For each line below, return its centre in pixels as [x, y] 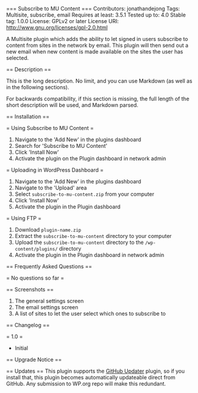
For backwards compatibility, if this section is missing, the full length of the [98, 99]
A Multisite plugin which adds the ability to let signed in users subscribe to [97, 39]
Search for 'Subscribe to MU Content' [61, 146]
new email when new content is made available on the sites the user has [95, 52]
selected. [18, 58]
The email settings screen [46, 307]
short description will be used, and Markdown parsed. [72, 105]
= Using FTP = [24, 218]
